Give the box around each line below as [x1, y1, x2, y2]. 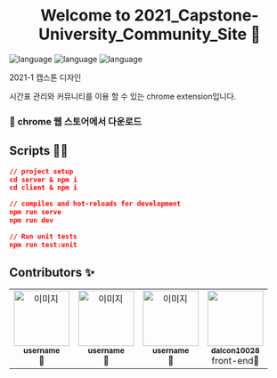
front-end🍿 [211, 355, 260, 367]
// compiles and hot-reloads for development [9, 199, 181, 209]
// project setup [9, 166, 74, 176]
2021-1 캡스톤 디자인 [9, 72, 82, 83]
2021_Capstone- [134, 5, 259, 26]
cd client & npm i [9, 183, 77, 192]
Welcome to [40, 5, 131, 26]
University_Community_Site [38, 24, 248, 44]
